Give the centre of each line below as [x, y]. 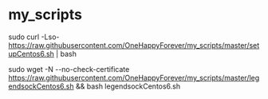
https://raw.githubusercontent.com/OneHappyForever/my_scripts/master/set [134, 45]
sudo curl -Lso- [34, 37]
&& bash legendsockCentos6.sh [128, 86]
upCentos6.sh [31, 53]
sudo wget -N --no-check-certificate [69, 69]
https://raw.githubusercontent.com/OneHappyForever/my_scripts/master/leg [134, 77]
